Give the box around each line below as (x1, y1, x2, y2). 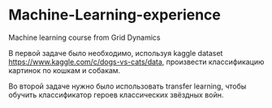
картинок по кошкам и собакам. (8, 65, 121, 75)
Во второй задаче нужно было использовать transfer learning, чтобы (8, 81, 247, 91)
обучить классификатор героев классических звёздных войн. (8, 89, 224, 99)
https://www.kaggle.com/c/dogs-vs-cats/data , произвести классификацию (8, 57, 265, 67)
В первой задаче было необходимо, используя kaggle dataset (8, 48, 223, 58)
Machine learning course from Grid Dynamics (8, 32, 161, 42)
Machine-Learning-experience (8, 6, 222, 24)
